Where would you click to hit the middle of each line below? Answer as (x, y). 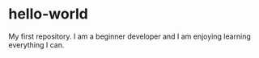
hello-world (49, 14)
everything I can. (36, 44)
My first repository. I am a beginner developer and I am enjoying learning (129, 36)
